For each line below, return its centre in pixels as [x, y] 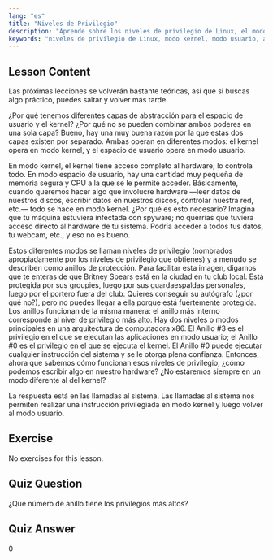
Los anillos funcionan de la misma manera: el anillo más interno [115, 311]
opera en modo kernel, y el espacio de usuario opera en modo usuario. [127, 150]
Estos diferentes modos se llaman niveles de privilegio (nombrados [121, 251]
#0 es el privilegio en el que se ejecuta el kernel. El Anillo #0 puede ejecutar [135, 345]
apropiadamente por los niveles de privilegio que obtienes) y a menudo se [133, 259]
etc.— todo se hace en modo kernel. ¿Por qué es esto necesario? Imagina [132, 209]
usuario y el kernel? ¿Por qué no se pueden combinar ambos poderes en [130, 124]
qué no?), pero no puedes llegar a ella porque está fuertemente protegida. [132, 302]
